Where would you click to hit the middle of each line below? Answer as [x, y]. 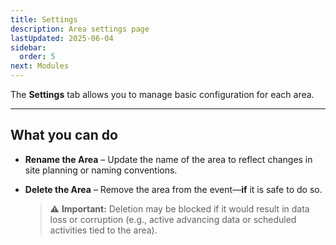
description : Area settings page [80, 29]
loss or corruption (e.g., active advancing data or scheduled [173, 219]
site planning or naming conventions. [101, 170]
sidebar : [28, 47]
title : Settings [44, 19]
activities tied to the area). [103, 230]
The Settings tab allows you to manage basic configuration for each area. [162, 94]
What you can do [64, 135]
